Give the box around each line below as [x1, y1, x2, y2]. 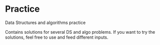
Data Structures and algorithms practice [5, 20, 86, 25]
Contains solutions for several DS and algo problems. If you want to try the [5, 29, 156, 35]
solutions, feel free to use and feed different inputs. [5, 34, 109, 40]
